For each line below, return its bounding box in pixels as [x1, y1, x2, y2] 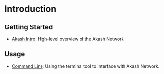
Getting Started [4, 23, 53, 31]
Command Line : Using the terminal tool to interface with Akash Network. [11, 63, 160, 69]
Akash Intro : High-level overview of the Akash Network [11, 36, 124, 42]
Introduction [4, 3, 57, 15]
